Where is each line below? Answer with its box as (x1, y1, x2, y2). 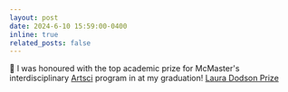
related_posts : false (9, 38, 91, 48)
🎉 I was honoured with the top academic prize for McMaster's (9, 63, 240, 74)
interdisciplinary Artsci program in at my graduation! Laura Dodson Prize (9, 73, 279, 84)
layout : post (9, 13, 59, 23)
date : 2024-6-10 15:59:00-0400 (9, 22, 128, 31)
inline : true (9, 30, 59, 39)
